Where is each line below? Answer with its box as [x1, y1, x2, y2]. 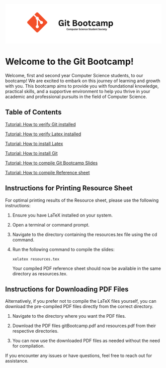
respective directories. [12, 328, 59, 334]
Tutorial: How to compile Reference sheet [5, 169, 90, 175]
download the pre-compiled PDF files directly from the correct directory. [5, 303, 154, 310]
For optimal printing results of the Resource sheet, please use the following [5, 197, 159, 203]
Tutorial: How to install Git [5, 150, 58, 156]
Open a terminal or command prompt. [12, 222, 90, 228]
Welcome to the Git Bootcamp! [5, 56, 134, 67]
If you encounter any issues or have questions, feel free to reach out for [5, 353, 153, 359]
